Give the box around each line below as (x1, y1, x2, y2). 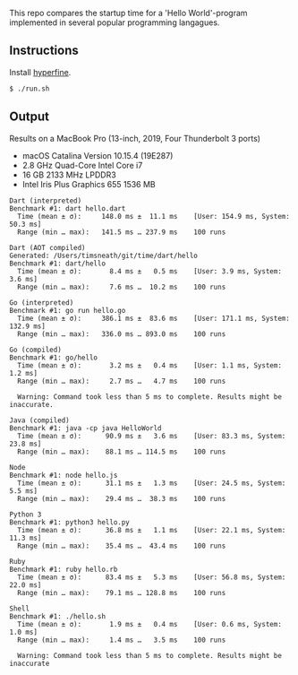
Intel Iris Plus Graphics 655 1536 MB (21, 178, 157, 189)
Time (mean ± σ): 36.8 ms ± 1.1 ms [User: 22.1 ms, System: (17, 525, 286, 534)
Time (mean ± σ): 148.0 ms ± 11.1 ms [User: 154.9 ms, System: (17, 212, 291, 221)
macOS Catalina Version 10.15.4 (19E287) (21, 150, 174, 160)
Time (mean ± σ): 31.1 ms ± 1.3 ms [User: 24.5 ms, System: (17, 479, 286, 488)
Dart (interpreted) (9, 196, 82, 205)
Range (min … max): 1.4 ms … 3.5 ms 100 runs (17, 636, 226, 645)
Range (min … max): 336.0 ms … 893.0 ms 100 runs (17, 329, 226, 339)
